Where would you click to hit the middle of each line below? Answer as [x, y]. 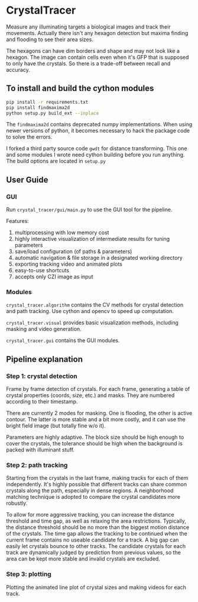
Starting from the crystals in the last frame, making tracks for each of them [97, 478]
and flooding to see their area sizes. [50, 39]
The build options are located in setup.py [56, 161]
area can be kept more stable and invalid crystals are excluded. [83, 559]
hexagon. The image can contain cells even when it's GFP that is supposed [98, 57]
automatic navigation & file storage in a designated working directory [99, 258]
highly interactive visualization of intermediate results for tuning [92, 239]
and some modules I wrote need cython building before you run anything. [95, 155]
